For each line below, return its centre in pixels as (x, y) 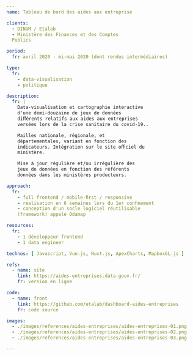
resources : (20, 226)
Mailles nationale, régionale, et (61, 135)
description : (23, 96)
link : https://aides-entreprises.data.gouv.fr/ (79, 276)
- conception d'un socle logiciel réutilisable (79, 209)
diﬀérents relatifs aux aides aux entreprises (78, 119)
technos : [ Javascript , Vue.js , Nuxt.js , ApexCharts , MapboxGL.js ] (95, 254)
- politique (32, 85)
